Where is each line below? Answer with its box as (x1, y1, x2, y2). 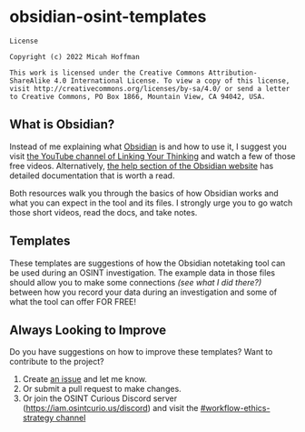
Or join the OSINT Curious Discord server (22, 393, 178, 404)
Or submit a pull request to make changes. (22, 384, 182, 395)
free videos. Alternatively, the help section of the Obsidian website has (9, 160, 274, 171)
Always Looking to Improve (9, 322, 167, 337)
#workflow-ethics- (200, 403, 271, 414)
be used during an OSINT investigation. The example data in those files (9, 266, 275, 278)
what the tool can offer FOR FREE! (9, 296, 137, 306)
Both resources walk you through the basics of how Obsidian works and (9, 187, 279, 198)
